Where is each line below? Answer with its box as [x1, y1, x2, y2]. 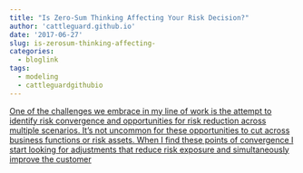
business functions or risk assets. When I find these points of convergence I [9, 134, 294, 145]
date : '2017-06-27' [9, 30, 83, 39]
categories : [9, 47, 54, 56]
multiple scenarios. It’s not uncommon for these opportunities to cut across [9, 124, 290, 136]
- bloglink [17, 55, 59, 64]
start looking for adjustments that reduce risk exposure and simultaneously [9, 144, 290, 155]
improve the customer [9, 153, 93, 164]
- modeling [17, 72, 59, 82]
